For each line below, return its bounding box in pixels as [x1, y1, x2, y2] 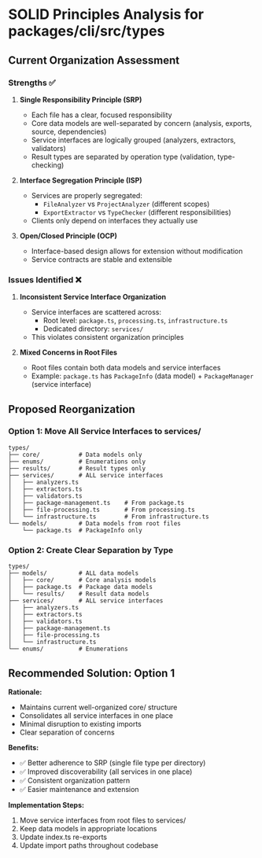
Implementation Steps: [8, 800, 85, 809]
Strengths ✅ [8, 77, 57, 88]
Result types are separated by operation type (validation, [31, 152, 216, 161]
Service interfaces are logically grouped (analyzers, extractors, [31, 135, 236, 145]
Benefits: [8, 742, 39, 752]
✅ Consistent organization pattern [19, 775, 131, 785]
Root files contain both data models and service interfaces [31, 363, 221, 373]
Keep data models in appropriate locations [19, 823, 157, 833]
